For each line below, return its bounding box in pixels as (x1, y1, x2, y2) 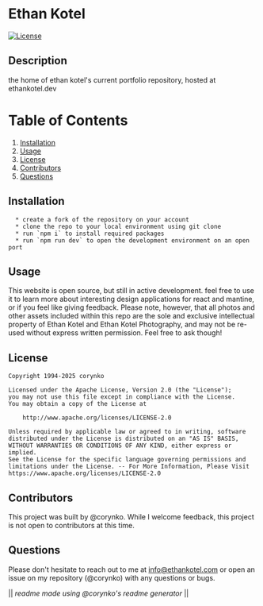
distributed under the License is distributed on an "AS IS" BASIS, (8, 434, 239, 443)
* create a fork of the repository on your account (15, 215, 190, 223)
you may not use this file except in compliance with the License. (8, 393, 236, 401)
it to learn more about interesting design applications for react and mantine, (8, 295, 255, 304)
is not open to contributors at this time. (8, 520, 135, 530)
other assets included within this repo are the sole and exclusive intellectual (8, 311, 255, 321)
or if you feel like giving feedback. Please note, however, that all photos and (8, 303, 255, 312)
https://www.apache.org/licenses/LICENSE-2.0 (8, 469, 161, 477)
